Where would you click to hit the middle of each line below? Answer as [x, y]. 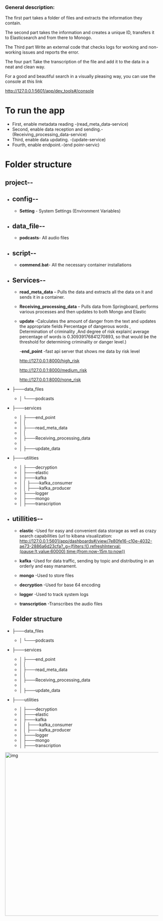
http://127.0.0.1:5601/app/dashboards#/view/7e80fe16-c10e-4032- [86, 541]
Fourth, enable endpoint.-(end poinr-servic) [56, 145]
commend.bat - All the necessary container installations [75, 265]
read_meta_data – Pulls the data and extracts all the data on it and [86, 292]
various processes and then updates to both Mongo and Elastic [83, 312]
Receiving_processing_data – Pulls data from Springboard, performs [89, 307]
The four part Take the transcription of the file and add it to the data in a [77, 62]
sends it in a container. [42, 297]
